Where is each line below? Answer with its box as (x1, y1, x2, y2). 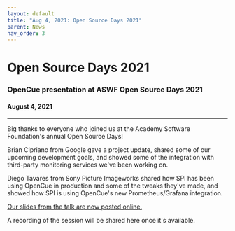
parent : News (7, 23, 45, 30)
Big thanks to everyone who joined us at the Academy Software (7, 124, 191, 133)
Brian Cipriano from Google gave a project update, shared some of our (7, 145, 211, 154)
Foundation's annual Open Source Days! (7, 132, 124, 140)
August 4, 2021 (7, 102, 52, 111)
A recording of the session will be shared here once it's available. (7, 216, 196, 224)
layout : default (7, 10, 55, 17)
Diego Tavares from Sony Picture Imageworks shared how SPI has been (7, 174, 215, 182)
